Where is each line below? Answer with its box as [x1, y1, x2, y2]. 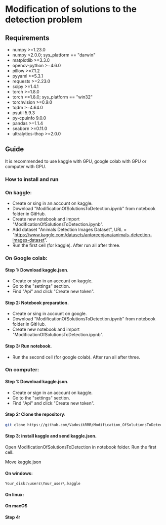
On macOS [5, 503, 28, 509]
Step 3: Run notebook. [5, 343, 52, 349]
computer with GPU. [5, 163, 46, 169]
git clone [5, 422, 26, 427]
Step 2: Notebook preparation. [5, 300, 69, 306]
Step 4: [5, 514, 21, 520]
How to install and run [5, 175, 59, 182]
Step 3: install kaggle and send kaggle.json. [5, 433, 97, 439]
